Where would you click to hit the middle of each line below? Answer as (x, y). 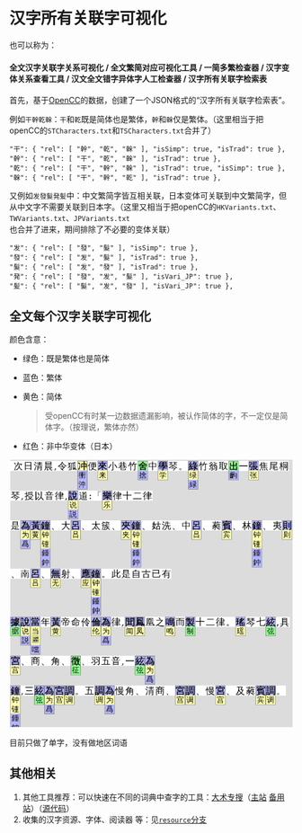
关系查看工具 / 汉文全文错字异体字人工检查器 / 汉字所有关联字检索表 (142, 78)
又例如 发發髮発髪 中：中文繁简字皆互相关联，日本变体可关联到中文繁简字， (144, 196)
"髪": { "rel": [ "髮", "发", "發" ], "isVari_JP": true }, (121, 287)
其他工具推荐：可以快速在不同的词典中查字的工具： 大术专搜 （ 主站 (144, 797)
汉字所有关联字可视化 (89, 18)
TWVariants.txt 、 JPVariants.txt (70, 218)
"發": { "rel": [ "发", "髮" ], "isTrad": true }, (104, 258)
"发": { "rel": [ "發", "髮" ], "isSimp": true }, (104, 248)
